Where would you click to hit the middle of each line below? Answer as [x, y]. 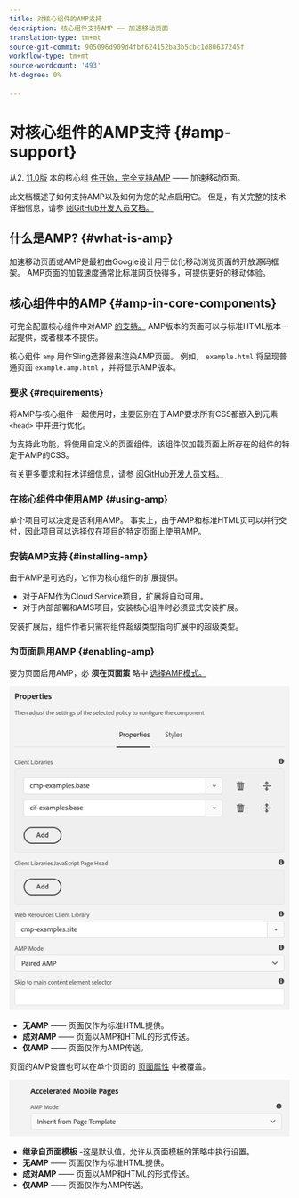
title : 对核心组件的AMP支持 [56, 19]
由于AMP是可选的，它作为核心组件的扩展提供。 [96, 577]
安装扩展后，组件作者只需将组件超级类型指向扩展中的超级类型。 [126, 626]
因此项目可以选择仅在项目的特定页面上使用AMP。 [115, 531]
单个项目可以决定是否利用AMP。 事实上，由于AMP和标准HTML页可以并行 [144, 519]
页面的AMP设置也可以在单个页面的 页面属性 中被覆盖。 [110, 1066]
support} [43, 152]
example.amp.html [67, 368]
